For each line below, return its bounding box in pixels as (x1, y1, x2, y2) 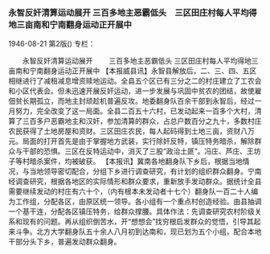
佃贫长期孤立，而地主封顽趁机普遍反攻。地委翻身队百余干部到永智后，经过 (8, 96, 255, 106)
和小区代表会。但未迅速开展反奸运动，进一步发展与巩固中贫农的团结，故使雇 (8, 86, 262, 96)
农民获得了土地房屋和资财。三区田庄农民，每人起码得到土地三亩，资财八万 (8, 126, 255, 136)
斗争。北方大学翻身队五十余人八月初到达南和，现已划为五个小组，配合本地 (14, 227, 262, 236)
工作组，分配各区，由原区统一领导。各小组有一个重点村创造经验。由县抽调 (14, 197, 262, 207)
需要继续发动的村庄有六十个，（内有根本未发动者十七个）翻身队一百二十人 (8, 186, 252, 196)
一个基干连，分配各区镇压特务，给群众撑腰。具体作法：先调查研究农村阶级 (8, 207, 255, 216)
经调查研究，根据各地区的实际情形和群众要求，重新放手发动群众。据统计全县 (8, 177, 262, 186)
